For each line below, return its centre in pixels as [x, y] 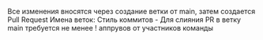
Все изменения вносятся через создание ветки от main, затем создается [131, 11]
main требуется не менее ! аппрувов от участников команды [111, 28]
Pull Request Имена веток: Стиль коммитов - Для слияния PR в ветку [124, 20]
